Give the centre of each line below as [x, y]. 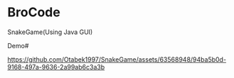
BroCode [34, 12]
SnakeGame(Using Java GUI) [50, 32]
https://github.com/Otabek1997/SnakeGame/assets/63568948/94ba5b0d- [117, 59]
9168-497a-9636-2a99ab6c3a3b [56, 67]
